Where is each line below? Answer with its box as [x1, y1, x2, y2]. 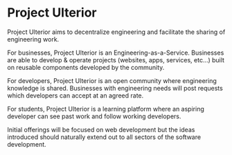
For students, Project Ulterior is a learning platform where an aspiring [7, 104, 204, 113]
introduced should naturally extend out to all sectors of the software [7, 133, 202, 141]
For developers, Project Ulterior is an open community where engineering [7, 76, 217, 84]
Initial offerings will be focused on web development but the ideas [7, 125, 195, 134]
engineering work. [7, 35, 60, 43]
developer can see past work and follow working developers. [7, 112, 181, 120]
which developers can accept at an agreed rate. [7, 91, 144, 100]
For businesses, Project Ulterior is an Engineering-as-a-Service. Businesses [7, 48, 224, 57]
